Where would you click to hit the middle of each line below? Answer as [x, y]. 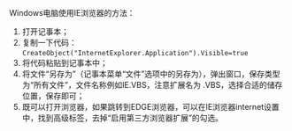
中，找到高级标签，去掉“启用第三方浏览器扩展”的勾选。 [123, 118]
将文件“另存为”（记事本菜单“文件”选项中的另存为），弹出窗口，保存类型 [151, 74]
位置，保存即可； [53, 96]
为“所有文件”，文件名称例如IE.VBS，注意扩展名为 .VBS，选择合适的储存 [152, 85]
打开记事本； [45, 32]
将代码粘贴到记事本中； [65, 63]
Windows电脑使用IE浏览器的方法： [72, 13]
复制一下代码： [49, 43]
